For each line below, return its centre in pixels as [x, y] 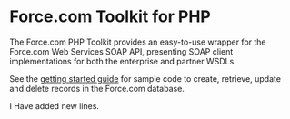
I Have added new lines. [55, 105]
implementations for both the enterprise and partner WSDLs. [123, 61]
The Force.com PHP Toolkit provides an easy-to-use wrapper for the [138, 42]
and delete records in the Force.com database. [97, 88]
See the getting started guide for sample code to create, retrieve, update [145, 78]
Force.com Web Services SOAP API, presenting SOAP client [121, 51]
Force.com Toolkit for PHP [110, 17]
